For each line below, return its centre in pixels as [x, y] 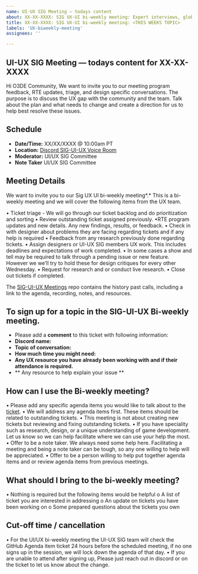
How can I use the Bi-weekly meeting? [78, 391]
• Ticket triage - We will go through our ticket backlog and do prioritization [97, 213]
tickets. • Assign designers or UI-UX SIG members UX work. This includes [96, 244]
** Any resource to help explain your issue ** [69, 372]
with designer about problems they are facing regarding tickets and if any [95, 232]
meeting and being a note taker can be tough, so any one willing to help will [98, 449]
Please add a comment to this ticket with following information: [91, 335]
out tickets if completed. [35, 275]
